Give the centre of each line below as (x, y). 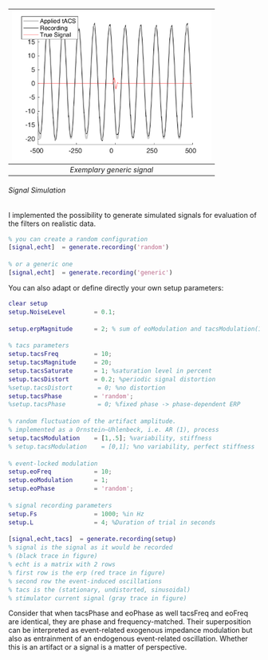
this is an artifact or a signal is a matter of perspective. (98, 647)
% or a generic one (41, 264)
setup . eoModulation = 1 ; (59, 480)
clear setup (28, 303)
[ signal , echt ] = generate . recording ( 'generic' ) (91, 273)
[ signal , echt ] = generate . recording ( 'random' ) (89, 247)
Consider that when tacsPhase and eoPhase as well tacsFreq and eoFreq (128, 613)
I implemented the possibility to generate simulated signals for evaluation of (132, 215)
